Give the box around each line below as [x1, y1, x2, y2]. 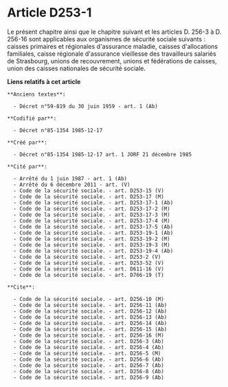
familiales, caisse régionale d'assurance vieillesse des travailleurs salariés [7, 50, 216, 58]
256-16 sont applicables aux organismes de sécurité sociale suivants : [7, 34, 206, 43]
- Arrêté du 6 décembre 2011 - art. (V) [13, 181, 130, 188]
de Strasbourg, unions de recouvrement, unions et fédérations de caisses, [7, 56, 218, 65]
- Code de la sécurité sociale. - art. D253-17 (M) [13, 193, 165, 200]
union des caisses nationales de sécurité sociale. [7, 64, 146, 72]
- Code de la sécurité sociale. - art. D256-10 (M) [13, 295, 165, 302]
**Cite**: [7, 284, 36, 291]
